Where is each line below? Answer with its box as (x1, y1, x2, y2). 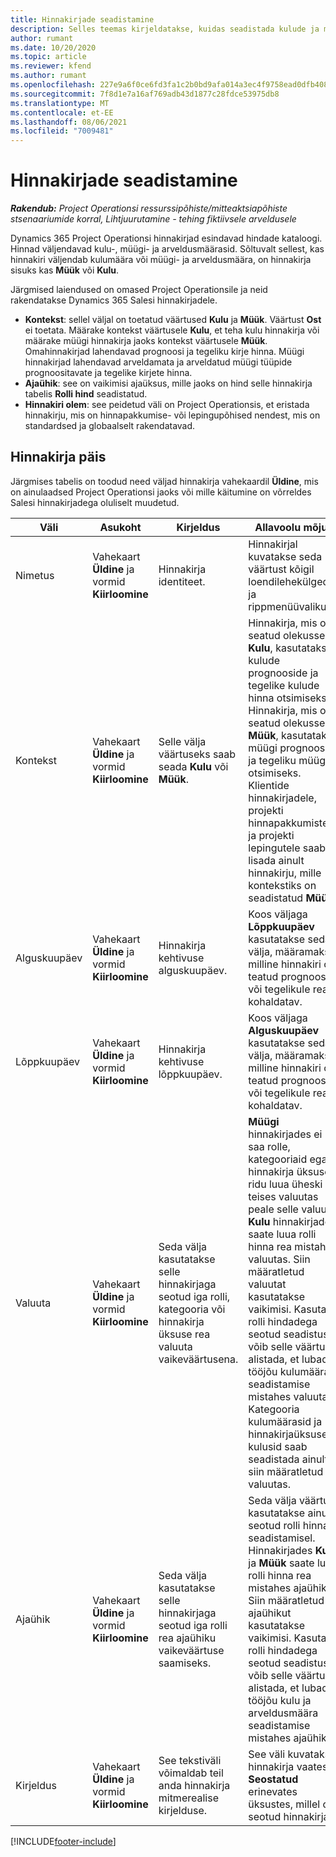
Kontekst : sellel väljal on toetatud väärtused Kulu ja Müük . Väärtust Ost (24, 314, 322, 326)
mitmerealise (158, 1791, 219, 1805)
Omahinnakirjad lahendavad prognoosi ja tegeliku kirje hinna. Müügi (24, 346, 305, 358)
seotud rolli (248, 1518, 301, 1532)
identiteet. (158, 574, 206, 588)
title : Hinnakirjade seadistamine (10, 14, 155, 25)
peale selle (248, 1202, 299, 1216)
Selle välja (158, 734, 207, 748)
